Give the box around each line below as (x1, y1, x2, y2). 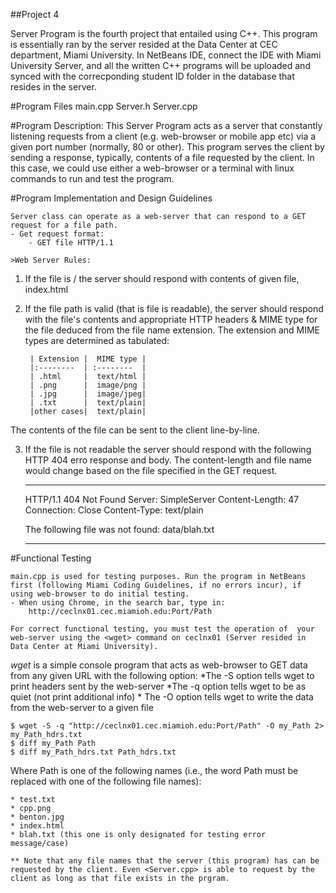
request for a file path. (10, 220, 118, 230)
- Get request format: (10, 229, 105, 239)
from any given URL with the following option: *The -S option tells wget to (10, 670, 315, 681)
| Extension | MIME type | (29, 354, 147, 364)
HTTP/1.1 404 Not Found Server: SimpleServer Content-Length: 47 (24, 494, 300, 505)
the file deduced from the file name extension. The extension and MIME (24, 324, 321, 336)
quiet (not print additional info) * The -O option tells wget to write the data (10, 691, 314, 703)
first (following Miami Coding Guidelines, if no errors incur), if (10, 580, 302, 590)
